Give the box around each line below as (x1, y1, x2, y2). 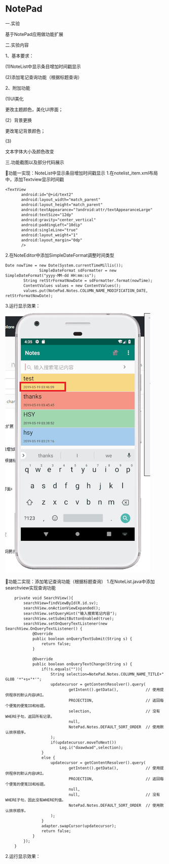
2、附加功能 (5, 84, 30, 91)
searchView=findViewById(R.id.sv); (23, 600, 99, 606)
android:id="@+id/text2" (21, 192, 73, 197)
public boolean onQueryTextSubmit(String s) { (32, 636, 133, 641)
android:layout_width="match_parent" (21, 197, 101, 202)
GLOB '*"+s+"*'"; (5, 676, 42, 682)
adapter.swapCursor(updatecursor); (41, 823, 116, 829)
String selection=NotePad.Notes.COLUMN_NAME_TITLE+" (50, 671, 164, 677)
